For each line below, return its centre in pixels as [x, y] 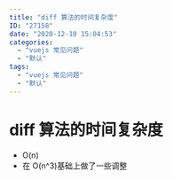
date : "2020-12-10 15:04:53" [63, 34]
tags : [19, 67]
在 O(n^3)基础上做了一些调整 [75, 166]
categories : [31, 42]
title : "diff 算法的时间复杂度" [63, 17]
